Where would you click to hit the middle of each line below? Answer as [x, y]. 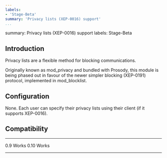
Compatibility [27, 129]
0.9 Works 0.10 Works [27, 145]
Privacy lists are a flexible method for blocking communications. [71, 60]
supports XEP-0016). [27, 113]
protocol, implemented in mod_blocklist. [46, 81]
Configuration [27, 96]
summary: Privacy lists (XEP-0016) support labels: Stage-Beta [69, 33]
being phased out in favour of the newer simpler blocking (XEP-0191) [76, 75]
